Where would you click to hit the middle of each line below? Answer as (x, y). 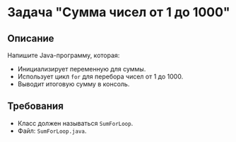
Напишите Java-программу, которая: (64, 55)
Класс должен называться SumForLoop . (75, 123)
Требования (35, 106)
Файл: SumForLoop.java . (52, 131)
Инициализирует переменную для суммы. (82, 69)
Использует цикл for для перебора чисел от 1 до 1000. (100, 76)
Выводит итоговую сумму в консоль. (73, 84)
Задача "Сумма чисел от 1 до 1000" (119, 12)
